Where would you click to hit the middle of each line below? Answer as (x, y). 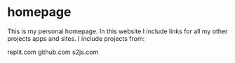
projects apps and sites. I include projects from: (76, 38)
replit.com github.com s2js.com (53, 52)
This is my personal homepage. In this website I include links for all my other (117, 31)
